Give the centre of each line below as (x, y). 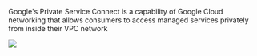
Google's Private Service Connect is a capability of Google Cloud (116, 12)
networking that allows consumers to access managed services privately (129, 20)
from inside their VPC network (58, 28)
